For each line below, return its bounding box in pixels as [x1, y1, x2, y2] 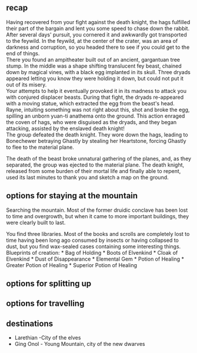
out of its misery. [6, 81, 47, 88]
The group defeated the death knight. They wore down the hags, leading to [6, 131, 188, 138]
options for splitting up [6, 279, 92, 289]
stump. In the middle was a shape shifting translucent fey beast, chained [6, 62, 182, 69]
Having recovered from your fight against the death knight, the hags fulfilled [6, 18, 191, 25]
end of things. [6, 49, 40, 56]
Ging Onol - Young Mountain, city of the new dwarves [14, 341, 145, 348]
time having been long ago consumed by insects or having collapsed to [6, 237, 179, 244]
